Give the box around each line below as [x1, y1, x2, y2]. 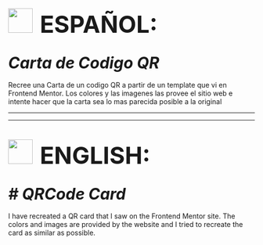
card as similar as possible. [8, 228, 96, 237]
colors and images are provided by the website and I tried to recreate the [8, 220, 243, 229]
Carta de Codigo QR [8, 52, 160, 73]
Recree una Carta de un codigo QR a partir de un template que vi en [8, 81, 227, 89]
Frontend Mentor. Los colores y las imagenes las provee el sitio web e [8, 88, 233, 98]
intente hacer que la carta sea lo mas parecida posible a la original [8, 97, 222, 106]
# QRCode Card [8, 184, 127, 204]
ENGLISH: [39, 141, 151, 171]
